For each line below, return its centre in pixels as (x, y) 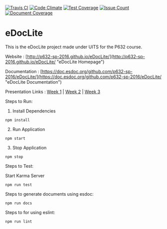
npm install (17, 120)
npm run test (19, 185)
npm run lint (19, 222)
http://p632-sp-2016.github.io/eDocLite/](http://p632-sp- (86, 56)
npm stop (14, 157)
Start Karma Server (25, 175)
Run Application (29, 129)
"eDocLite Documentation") (34, 82)
